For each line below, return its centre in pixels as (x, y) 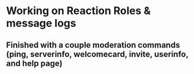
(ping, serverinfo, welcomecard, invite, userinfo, (97, 54)
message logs (41, 23)
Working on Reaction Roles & (78, 11)
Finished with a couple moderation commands (93, 45)
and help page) (35, 63)
